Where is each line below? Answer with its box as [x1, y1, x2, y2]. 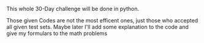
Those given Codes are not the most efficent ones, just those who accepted [6, 17, 198, 24]
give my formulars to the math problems [6, 30, 108, 37]
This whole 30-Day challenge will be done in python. [6, 5, 140, 12]
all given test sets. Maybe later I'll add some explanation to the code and [6, 24, 189, 30]
